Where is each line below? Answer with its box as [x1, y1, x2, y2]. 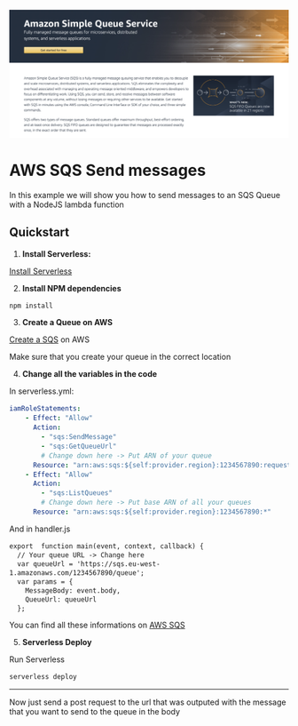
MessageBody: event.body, [25, 586, 122, 595]
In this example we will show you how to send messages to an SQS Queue [9, 189, 281, 200]
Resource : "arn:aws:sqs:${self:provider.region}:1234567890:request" [32, 460, 295, 469]
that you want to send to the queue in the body [9, 706, 180, 716]
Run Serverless [9, 654, 65, 665]
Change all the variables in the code [21, 369, 158, 379]
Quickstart [9, 225, 70, 240]
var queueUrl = [17, 559, 74, 569]
